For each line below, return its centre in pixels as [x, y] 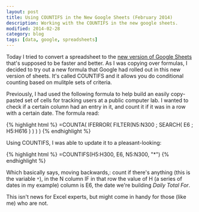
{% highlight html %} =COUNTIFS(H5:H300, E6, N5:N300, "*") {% [88, 154]
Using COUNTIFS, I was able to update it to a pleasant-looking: [84, 143]
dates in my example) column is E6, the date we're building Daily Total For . [98, 185]
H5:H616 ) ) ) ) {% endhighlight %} [49, 131]
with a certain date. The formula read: [53, 113]
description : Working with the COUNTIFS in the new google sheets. [92, 23]
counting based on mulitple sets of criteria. [59, 82]
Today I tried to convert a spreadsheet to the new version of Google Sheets [99, 57]
